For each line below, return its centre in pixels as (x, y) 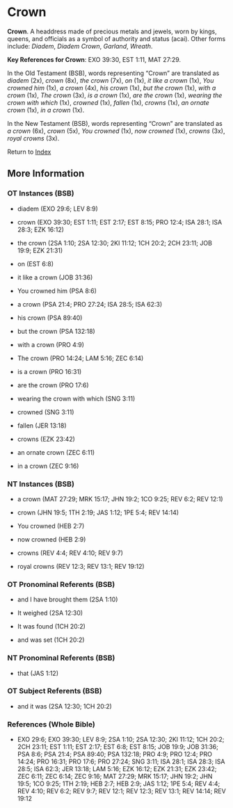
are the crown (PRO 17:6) (53, 385)
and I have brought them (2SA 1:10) (67, 599)
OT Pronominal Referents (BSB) (61, 584)
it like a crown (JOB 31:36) (55, 277)
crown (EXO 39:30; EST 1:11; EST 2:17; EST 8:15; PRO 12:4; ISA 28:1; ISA (120, 222)
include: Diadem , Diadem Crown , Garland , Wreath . (80, 46)
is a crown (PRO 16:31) (49, 371)
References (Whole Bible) (51, 724)
